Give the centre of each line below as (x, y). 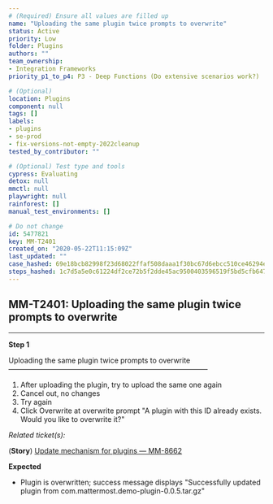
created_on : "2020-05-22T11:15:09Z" (70, 249)
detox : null (28, 181)
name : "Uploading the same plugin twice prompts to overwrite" (118, 24)
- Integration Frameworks (52, 69)
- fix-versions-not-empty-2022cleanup (74, 144)
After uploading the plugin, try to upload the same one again (121, 385)
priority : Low (32, 39)
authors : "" (28, 54)
